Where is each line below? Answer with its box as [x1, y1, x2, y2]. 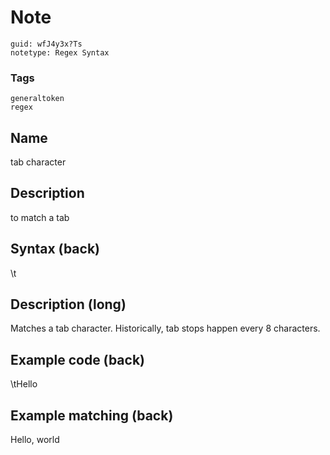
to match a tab [10, 211, 70, 223]
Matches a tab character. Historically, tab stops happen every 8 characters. [10, 322, 321, 335]
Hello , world [10, 434, 60, 446]
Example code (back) [10, 351, 146, 368]
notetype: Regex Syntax [10, 47, 110, 58]
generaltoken [10, 94, 65, 104]
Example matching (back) [10, 407, 174, 424]
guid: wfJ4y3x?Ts [10, 39, 83, 49]
